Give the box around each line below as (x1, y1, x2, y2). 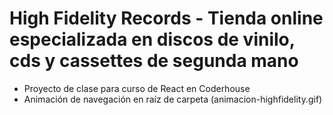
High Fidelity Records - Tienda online (9, 7, 324, 30)
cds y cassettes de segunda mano (9, 50, 299, 72)
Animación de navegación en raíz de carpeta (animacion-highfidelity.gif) (23, 93, 323, 105)
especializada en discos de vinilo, (9, 28, 296, 51)
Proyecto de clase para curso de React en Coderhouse (23, 82, 251, 94)
